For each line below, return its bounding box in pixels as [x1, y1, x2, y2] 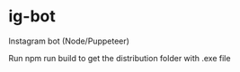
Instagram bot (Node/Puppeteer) [8, 36, 129, 46]
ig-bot [8, 6, 56, 27]
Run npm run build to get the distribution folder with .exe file [8, 52, 231, 63]
